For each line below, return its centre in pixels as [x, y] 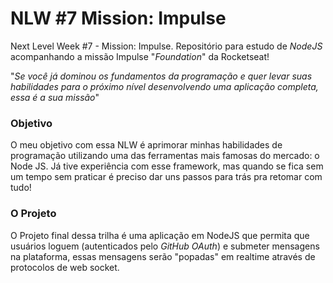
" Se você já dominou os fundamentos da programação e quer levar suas [161, 76]
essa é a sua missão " [55, 97]
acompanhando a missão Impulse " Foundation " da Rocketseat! [140, 56]
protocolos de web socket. [65, 267]
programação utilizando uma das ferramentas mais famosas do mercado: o [165, 156]
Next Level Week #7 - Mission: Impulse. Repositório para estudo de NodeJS [166, 46]
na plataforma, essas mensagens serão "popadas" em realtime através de [163, 256]
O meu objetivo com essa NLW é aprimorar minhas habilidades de [146, 145]
